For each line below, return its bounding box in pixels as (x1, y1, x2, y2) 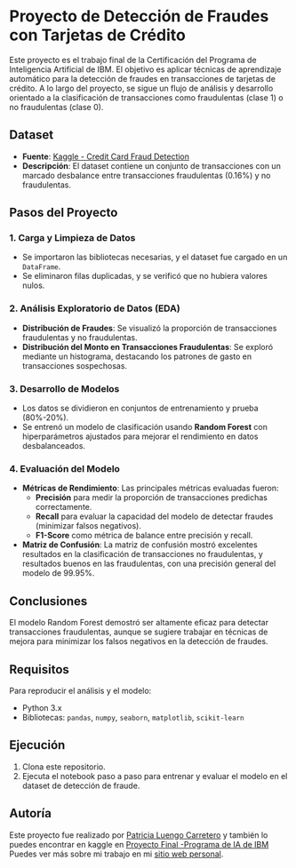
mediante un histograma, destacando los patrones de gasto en (21, 351, 252, 362)
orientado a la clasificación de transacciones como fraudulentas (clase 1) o (9, 92, 284, 103)
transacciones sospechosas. (21, 360, 127, 370)
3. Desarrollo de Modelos (9, 382, 120, 394)
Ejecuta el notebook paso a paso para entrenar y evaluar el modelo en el (21, 770, 288, 781)
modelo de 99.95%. (21, 568, 95, 578)
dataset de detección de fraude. (21, 780, 140, 791)
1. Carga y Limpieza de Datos (9, 232, 136, 244)
